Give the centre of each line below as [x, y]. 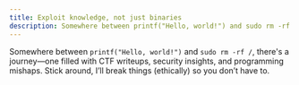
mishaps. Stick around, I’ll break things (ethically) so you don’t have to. [140, 70]
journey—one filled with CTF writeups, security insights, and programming [147, 61]
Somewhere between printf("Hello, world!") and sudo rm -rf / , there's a [149, 51]
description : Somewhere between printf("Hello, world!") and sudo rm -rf [150, 26]
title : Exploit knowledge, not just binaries [95, 17]
